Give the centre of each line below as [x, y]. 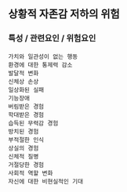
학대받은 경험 [26, 115]
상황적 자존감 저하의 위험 [64, 14]
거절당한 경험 [26, 165]
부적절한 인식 [26, 139]
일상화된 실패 [26, 90]
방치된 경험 [24, 132]
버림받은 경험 [26, 107]
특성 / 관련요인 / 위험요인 [52, 38]
